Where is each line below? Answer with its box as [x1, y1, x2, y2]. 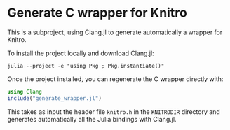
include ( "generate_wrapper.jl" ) [7, 94, 102, 102]
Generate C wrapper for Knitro [7, 5, 187, 21]
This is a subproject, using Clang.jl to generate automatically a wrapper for [7, 28, 223, 36]
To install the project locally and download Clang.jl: [7, 49, 154, 57]
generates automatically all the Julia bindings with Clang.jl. [7, 115, 177, 123]
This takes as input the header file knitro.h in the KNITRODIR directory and [7, 107, 221, 116]
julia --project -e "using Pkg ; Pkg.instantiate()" [7, 62, 165, 69]
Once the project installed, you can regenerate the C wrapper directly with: [7, 75, 224, 83]
